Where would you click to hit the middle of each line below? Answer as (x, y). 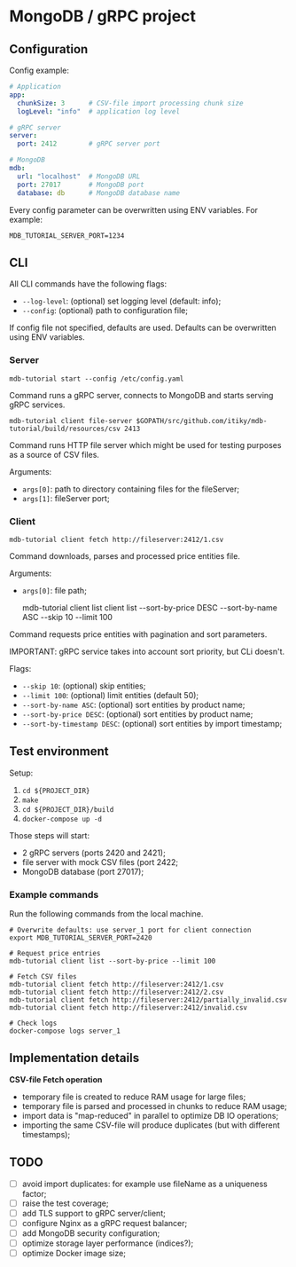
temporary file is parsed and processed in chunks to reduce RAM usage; (155, 1106)
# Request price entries (55, 954)
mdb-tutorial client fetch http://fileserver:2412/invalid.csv (129, 1008)
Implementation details (74, 1058)
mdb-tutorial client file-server (71, 421)
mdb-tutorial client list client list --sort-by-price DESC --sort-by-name (149, 607)
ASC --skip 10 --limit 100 (67, 617)
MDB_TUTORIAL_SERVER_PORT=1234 (67, 236)
